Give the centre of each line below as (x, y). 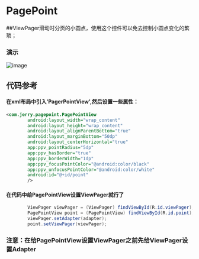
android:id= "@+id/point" (58, 175)
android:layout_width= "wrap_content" (74, 120)
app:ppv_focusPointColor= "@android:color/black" (89, 164)
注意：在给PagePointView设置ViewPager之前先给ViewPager (94, 240)
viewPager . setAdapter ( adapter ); (68, 219)
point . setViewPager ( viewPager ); (68, 224)
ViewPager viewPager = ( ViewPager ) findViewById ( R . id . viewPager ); (111, 208)
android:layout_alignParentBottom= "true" (79, 131)
